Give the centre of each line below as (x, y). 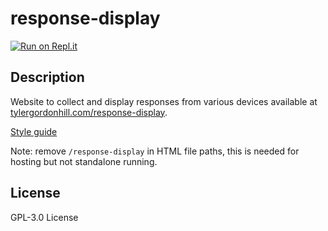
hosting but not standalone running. (84, 161)
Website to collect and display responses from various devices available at (164, 101)
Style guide (34, 131)
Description (47, 77)
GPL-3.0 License (44, 217)
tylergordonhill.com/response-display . (89, 112)
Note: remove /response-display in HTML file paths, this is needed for (155, 151)
